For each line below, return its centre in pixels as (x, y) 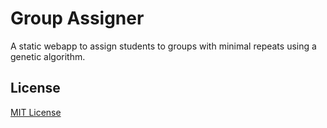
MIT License (36, 112)
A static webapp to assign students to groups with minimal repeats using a (163, 46)
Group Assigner (77, 18)
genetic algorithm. (48, 56)
